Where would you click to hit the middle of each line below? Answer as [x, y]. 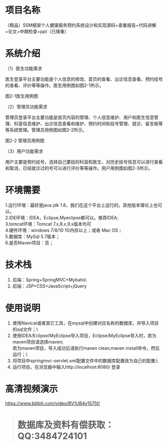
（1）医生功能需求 [24, 68]
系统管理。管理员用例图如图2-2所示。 [48, 130]
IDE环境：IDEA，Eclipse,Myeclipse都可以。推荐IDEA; [64, 217]
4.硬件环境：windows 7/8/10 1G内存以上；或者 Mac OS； [64, 230]
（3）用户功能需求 [24, 151]
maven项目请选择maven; [38, 342]
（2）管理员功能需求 [26, 106]
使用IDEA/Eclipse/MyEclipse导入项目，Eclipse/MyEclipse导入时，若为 [84, 335]
